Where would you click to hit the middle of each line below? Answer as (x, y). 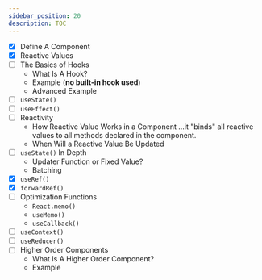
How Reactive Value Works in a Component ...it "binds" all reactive (143, 127)
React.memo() (54, 207)
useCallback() (56, 224)
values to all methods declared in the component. (114, 135)
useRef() (35, 179)
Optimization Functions (58, 197)
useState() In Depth (53, 152)
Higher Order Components (64, 250)
